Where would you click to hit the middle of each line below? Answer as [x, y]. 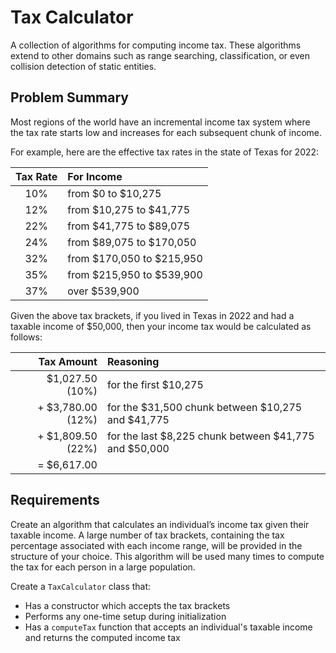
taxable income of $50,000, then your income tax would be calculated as [161, 326]
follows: [26, 337]
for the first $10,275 [155, 384]
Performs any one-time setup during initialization [125, 616]
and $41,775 [138, 419]
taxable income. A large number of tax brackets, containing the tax [147, 535]
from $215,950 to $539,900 [135, 274]
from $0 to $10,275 [114, 193]
